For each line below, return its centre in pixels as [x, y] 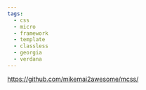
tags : [15, 14]
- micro [25, 27]
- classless [31, 46]
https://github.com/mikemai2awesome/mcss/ [73, 79]
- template [29, 40]
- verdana [28, 59]
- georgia [28, 53]
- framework [31, 33]
